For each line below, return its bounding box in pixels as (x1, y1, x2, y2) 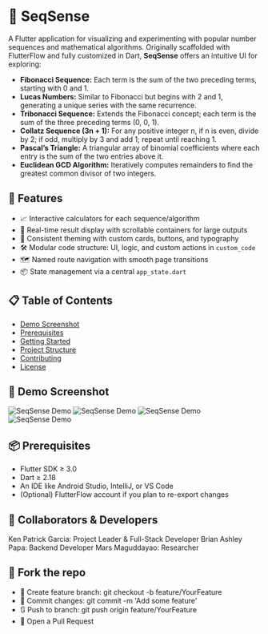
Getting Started (19, 336, 70, 345)
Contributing (19, 353, 62, 363)
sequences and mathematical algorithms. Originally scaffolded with (8, 42, 230, 51)
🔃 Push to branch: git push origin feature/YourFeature (19, 604, 198, 614)
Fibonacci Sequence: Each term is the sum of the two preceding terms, (19, 75, 258, 84)
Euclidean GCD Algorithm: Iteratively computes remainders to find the (19, 160, 254, 169)
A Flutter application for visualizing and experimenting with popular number (8, 34, 258, 43)
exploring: (8, 59, 42, 69)
